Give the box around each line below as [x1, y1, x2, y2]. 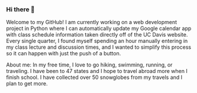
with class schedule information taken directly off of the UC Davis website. [6, 31, 188, 38]
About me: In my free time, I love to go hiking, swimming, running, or [6, 61, 173, 68]
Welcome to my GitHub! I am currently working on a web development [6, 19, 177, 26]
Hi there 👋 [6, 5, 35, 14]
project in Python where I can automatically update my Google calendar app [6, 25, 192, 32]
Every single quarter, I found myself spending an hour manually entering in [6, 38, 188, 45]
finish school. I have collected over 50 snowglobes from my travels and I [6, 74, 183, 81]
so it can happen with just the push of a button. [6, 50, 121, 57]
